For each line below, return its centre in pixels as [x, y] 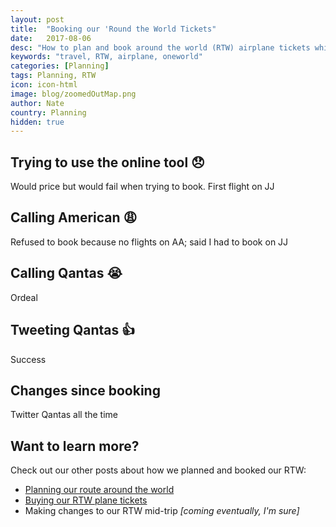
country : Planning [48, 112]
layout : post [37, 19]
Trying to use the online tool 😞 [108, 162]
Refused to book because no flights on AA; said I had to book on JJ [149, 242]
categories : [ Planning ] [60, 66]
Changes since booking [85, 390]
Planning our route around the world [99, 490]
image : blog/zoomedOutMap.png [73, 94]
